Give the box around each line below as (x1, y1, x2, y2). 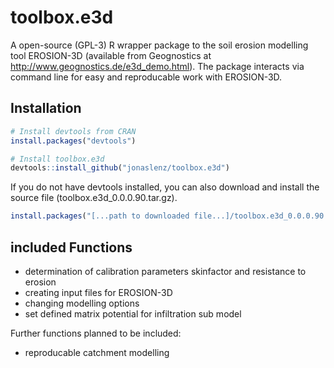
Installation (10, 100, 82, 117)
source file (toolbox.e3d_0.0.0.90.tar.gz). (10, 192, 178, 204)
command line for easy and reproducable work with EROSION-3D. (10, 71, 283, 83)
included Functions (10, 239, 133, 256)
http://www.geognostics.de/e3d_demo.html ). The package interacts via (10, 60, 305, 72)
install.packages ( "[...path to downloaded (10, 211, 190, 221)
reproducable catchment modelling (24, 346, 170, 358)
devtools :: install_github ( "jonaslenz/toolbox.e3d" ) (10, 163, 230, 173)
